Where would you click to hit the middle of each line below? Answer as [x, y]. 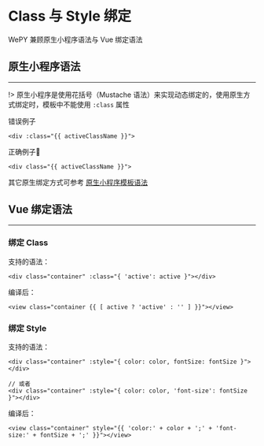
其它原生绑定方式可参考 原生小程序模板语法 [78, 182]
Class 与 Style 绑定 [70, 16]
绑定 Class [28, 243]
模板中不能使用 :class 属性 [86, 104]
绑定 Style [27, 328]
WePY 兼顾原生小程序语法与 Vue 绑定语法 [75, 39]
